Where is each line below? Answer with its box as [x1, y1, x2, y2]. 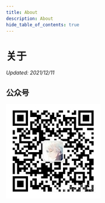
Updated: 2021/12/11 [6, 69, 55, 76]
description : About [6, 15, 54, 22]
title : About [6, 9, 38, 15]
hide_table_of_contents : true [6, 22, 80, 27]
